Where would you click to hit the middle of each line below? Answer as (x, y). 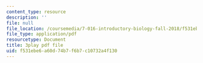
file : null (20, 23)
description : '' (27, 17)
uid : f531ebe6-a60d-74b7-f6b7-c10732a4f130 (62, 51)
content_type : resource (36, 12)
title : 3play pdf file (35, 46)
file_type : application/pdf (42, 34)
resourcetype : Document (36, 40)
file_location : (25, 28)
